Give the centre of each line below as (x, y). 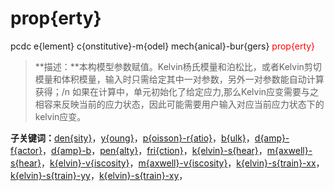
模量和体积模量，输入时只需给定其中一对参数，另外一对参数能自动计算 (179, 79)
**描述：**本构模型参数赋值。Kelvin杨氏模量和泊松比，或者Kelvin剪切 (178, 66)
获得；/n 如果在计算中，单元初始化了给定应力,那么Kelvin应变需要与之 (177, 91)
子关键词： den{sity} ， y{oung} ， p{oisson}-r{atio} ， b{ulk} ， (132, 138)
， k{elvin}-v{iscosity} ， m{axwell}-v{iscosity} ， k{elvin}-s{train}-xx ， (183, 163)
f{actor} (26, 150)
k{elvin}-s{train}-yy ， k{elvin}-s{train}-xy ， (99, 175)
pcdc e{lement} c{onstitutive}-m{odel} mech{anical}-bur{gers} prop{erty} (163, 46)
